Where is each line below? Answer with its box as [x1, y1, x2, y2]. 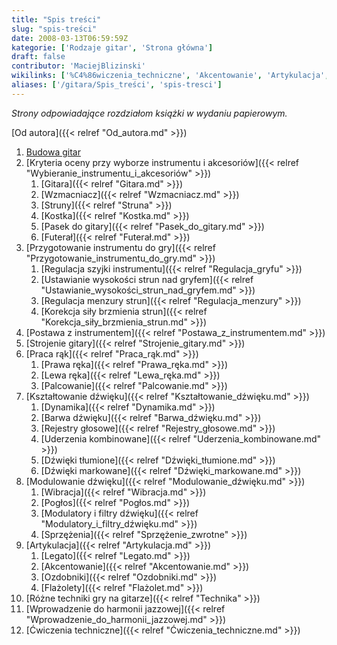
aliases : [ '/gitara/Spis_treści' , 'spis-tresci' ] [11, 80, 223, 90]
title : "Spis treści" [11, 14, 102, 25]
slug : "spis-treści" [11, 24, 98, 34]
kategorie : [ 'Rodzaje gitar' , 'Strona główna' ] [11, 42, 214, 53]
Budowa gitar [25, 146, 81, 158]
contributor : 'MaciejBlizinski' [11, 61, 146, 71]
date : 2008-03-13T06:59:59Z [11, 33, 129, 43]
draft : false [11, 52, 66, 62]
